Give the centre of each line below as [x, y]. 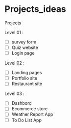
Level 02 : [15, 63]
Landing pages [27, 73]
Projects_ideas [35, 9]
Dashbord [22, 103]
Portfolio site [24, 78]
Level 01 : [14, 32]
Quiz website [25, 47]
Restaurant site [27, 84]
